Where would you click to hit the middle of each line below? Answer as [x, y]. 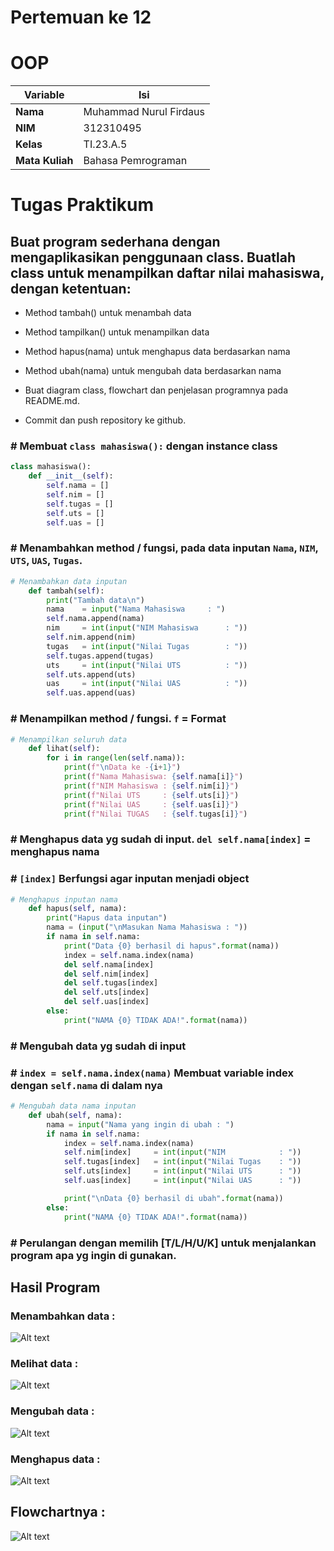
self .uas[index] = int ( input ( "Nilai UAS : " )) [182, 1181]
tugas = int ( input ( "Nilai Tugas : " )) [147, 646]
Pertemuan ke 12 [81, 17]
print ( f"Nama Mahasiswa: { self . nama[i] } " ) [153, 777]
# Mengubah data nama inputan [73, 1106]
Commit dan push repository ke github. [105, 420]
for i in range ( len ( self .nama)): [116, 758]
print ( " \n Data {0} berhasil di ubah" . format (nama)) [173, 1198]
